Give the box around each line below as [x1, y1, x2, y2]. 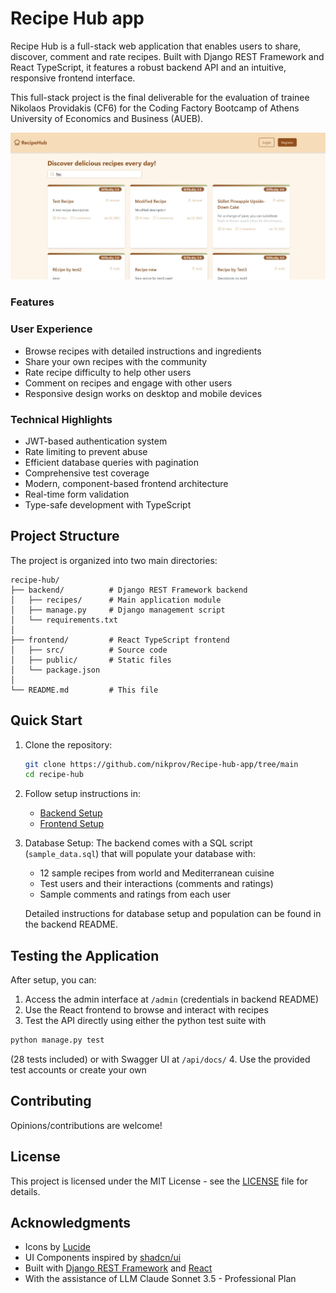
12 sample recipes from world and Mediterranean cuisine [39, 867, 275, 879]
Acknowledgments [10, 1215, 132, 1232]
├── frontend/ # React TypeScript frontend [10, 635, 230, 645]
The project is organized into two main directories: [10, 554, 218, 566]
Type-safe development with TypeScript [24, 498, 192, 511]
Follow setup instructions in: [24, 788, 141, 800]
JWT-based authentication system [24, 435, 168, 447]
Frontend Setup [39, 818, 105, 830]
